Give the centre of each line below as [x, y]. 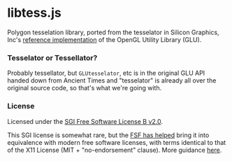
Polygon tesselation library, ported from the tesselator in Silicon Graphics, [113, 32]
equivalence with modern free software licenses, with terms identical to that [117, 142]
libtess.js [34, 13]
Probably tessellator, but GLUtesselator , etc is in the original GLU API [106, 73]
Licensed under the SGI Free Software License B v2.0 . [85, 121]
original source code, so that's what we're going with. [85, 88]
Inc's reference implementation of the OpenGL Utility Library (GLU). [104, 39]
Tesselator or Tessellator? [52, 57]
